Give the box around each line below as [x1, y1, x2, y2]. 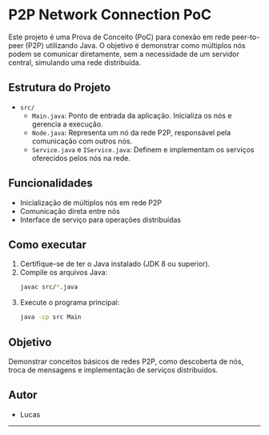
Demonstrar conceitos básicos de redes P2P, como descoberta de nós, [8, 356, 244, 366]
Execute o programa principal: [19, 298, 120, 308]
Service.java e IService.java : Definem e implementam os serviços [31, 144, 255, 154]
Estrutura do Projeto [8, 81, 111, 95]
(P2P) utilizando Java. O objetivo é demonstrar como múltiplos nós [25, 40, 246, 50]
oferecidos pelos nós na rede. [31, 153, 130, 163]
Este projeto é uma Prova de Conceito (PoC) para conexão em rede [8, 32, 231, 42]
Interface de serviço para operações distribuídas [19, 215, 182, 224]
